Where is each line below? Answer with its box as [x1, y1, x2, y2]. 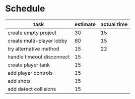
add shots [7, 77, 31, 84]
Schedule [5, 3, 46, 14]
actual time [100, 21, 128, 28]
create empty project [7, 29, 57, 36]
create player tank [7, 61, 50, 68]
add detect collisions [7, 85, 56, 92]
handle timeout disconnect [7, 53, 70, 60]
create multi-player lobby [7, 37, 67, 44]
